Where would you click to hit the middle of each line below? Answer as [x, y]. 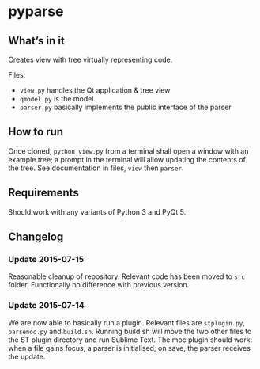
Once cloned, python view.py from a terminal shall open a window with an [128, 151]
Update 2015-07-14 [46, 306]
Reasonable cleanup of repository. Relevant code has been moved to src [126, 276]
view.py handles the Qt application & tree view [95, 90]
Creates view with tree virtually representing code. [90, 59]
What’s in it [36, 41]
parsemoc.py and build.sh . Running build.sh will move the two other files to [130, 331]
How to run [36, 132]
